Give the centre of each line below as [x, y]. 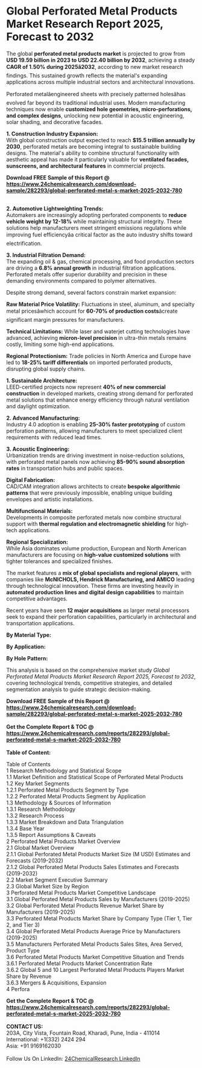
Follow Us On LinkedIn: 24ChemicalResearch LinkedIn [73, 1058]
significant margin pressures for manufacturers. [65, 319]
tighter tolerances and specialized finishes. [60, 561]
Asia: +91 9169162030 [34, 1046]
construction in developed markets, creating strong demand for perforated [99, 393]
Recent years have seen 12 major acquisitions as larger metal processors [98, 610]
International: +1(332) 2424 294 [46, 1039]
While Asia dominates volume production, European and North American [96, 548]
